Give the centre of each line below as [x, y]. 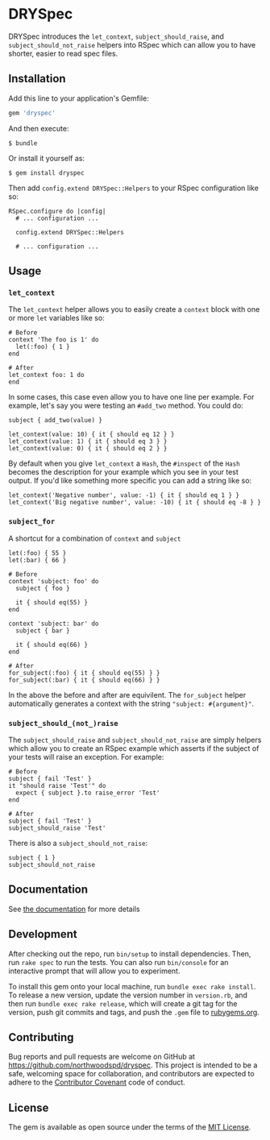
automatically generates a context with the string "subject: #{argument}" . [131, 703]
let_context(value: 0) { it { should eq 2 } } [88, 449]
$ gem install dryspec [46, 173]
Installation [37, 79]
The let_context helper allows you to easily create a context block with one [134, 309]
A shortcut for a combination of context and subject [95, 538]
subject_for [32, 522]
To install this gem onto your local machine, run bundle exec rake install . [132, 986]
